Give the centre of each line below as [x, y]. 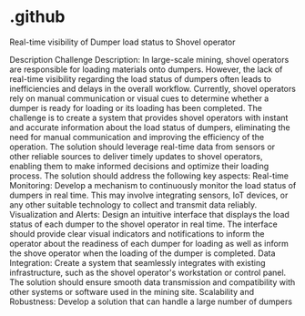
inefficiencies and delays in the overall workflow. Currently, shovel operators [152, 88]
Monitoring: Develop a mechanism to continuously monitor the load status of [153, 185]
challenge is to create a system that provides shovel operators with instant [149, 117]
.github [37, 17]
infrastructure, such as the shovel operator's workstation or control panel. [148, 272]
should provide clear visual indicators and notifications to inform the [137, 233]
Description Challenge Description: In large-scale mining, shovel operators [149, 59]
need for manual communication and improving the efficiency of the [137, 137]
